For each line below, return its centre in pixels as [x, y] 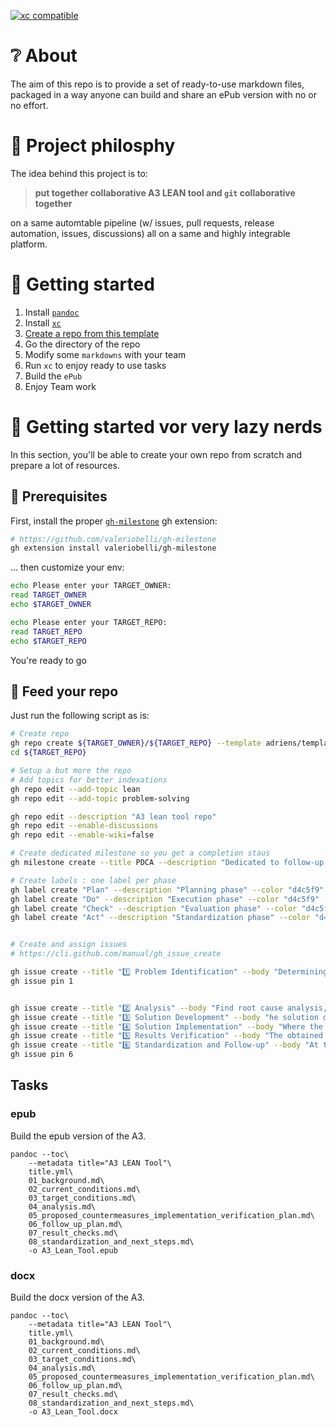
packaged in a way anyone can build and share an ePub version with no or [163, 94]
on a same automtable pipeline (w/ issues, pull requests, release [142, 222]
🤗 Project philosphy [93, 146]
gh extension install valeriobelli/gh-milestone [113, 548]
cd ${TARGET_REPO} [48, 753]
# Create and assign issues [69, 945]
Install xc [43, 322]
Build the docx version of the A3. [77, 1297]
